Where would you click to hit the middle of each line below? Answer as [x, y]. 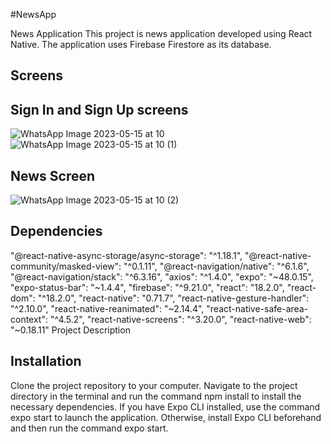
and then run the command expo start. [89, 428]
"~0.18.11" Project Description [70, 330]
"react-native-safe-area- [257, 308]
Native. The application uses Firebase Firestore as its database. [141, 44]
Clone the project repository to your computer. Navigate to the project [154, 385]
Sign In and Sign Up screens [99, 109]
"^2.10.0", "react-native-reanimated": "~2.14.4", [107, 308]
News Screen [53, 175]
